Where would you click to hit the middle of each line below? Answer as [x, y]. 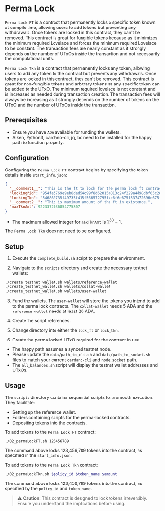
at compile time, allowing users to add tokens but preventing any [70, 27]
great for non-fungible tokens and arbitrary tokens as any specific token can [82, 84]
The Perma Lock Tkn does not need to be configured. [58, 231]
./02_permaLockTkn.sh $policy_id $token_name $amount [61, 474]
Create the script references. [41, 320]
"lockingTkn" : [24, 198]
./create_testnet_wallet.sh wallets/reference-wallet [61, 282]
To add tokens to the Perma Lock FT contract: [50, 432]
